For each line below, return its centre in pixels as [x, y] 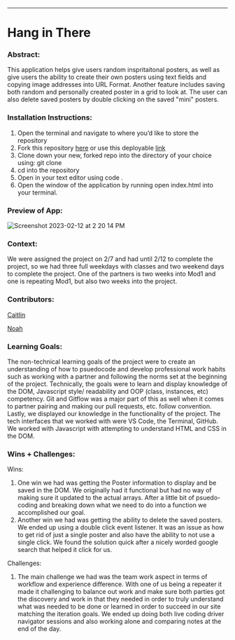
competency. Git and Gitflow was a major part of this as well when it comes [116, 399]
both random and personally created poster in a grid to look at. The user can [117, 92]
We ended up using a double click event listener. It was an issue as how [121, 527]
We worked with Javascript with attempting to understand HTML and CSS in [117, 428]
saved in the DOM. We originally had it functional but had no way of [114, 490]
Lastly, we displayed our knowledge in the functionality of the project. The [114, 413]
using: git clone [40, 162]
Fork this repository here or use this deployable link [91, 148]
